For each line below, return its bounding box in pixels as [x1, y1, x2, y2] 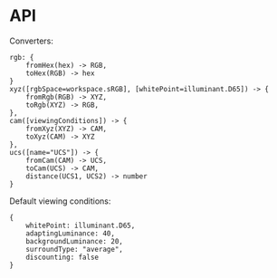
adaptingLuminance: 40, [25, 228, 116, 238]
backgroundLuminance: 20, [25, 236, 124, 245]
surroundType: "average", [25, 244, 124, 254]
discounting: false [25, 253, 100, 262]
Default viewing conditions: [9, 196, 111, 206]
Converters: [9, 35, 54, 46]
